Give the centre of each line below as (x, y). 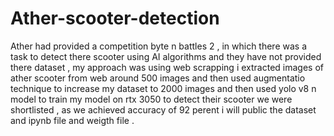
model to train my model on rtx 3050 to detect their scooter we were (151, 99)
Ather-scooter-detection (115, 18)
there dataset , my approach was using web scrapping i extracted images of (167, 67)
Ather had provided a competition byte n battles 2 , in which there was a (159, 46)
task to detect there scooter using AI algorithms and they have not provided (166, 56)
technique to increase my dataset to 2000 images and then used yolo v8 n (163, 88)
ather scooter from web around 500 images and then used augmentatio (158, 78)
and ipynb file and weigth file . (72, 120)
